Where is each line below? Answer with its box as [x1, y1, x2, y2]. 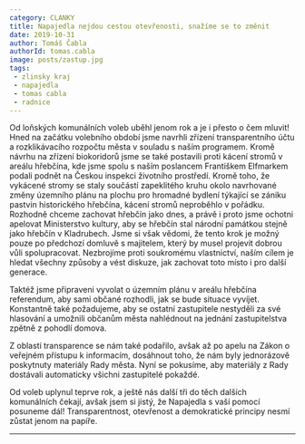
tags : [9, 64, 30, 73]
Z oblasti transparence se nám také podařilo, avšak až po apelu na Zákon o [9, 341, 290, 352]
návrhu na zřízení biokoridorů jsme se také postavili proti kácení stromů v [9, 151, 283, 162]
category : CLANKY [9, 13, 75, 23]
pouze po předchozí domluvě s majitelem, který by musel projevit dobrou [9, 237, 283, 249]
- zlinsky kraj [13, 72, 71, 82]
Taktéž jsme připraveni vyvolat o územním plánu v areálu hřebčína [9, 285, 257, 295]
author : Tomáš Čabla [9, 38, 88, 48]
